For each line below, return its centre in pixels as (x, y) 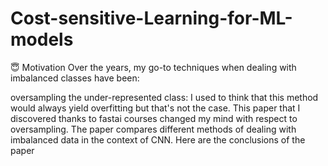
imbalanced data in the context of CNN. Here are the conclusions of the (158, 139)
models (42, 39)
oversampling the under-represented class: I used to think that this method (164, 97)
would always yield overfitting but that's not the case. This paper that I (155, 108)
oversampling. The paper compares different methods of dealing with (153, 129)
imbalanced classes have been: (75, 78)
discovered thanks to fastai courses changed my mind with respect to (154, 118)
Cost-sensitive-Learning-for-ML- (151, 18)
